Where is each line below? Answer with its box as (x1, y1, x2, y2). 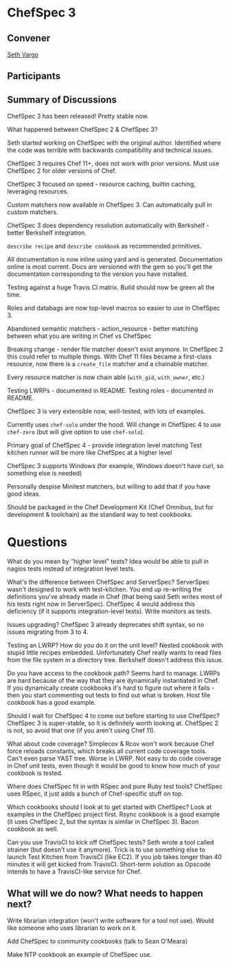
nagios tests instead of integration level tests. (7, 564, 136, 573)
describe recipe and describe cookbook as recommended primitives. (7, 242, 202, 251)
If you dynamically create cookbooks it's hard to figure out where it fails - (7, 683, 215, 692)
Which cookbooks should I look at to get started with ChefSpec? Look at (7, 803, 212, 812)
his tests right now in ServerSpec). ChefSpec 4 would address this (7, 600, 196, 608)
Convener (7, 32, 50, 44)
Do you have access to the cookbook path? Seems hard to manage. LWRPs (7, 669, 221, 677)
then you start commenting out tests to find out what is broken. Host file (7, 691, 211, 699)
